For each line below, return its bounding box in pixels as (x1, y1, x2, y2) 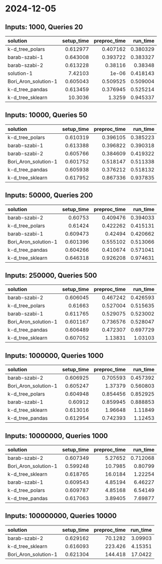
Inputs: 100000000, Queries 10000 (5, 511, 117, 520)
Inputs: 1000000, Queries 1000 (5, 351, 104, 360)
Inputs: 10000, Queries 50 (5, 111, 87, 119)
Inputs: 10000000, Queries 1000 (5, 432, 108, 440)
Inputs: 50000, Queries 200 (5, 191, 93, 200)
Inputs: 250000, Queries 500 (5, 271, 97, 280)
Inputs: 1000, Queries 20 (5, 23, 83, 31)
